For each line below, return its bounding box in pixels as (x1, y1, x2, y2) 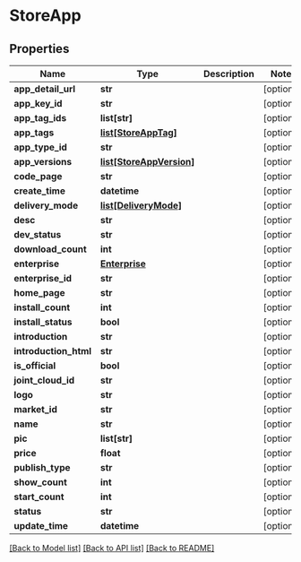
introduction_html (13, 345, 92, 357)
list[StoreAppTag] (99, 126, 177, 139)
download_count (13, 243, 87, 255)
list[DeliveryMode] (99, 199, 182, 212)
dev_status (13, 229, 62, 240)
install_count (13, 301, 71, 314)
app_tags (13, 126, 55, 139)
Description (202, 68, 255, 80)
